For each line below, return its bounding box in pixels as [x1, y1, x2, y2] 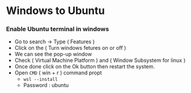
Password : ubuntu [23, 82, 69, 89]
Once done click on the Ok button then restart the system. [14, 63, 155, 70]
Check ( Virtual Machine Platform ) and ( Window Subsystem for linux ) [14, 57, 186, 64]
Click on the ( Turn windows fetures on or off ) [14, 44, 127, 51]
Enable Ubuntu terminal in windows [6, 25, 110, 33]
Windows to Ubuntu [6, 4, 105, 18]
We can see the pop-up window [14, 51, 92, 58]
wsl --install [23, 77, 58, 82]
